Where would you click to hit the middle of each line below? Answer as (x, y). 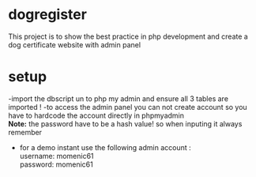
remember (25, 132)
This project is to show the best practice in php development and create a (128, 36)
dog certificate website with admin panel (74, 44)
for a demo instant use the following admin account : (105, 147)
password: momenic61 (56, 164)
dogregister (47, 15)
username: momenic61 (56, 156)
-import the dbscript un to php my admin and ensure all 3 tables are (119, 98)
